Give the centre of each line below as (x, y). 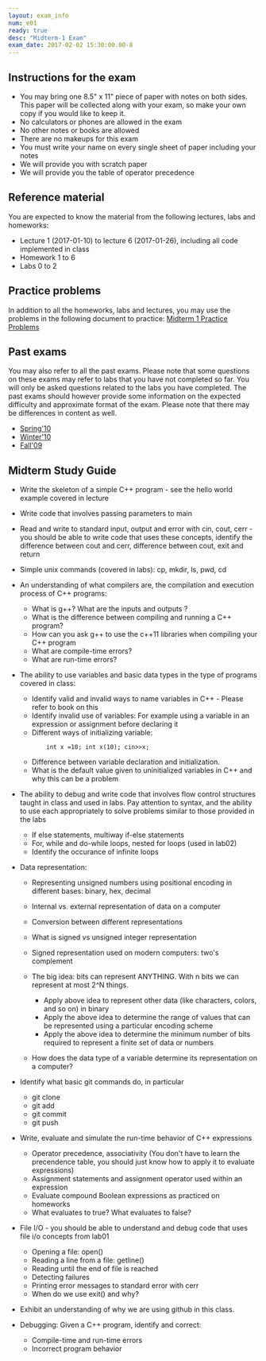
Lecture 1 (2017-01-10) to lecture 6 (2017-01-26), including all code (129, 240)
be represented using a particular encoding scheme (128, 1026)
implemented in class (54, 249)
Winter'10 (35, 437)
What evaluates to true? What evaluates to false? (112, 1212)
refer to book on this (65, 708)
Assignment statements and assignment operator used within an (137, 1179)
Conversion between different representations (107, 922)
